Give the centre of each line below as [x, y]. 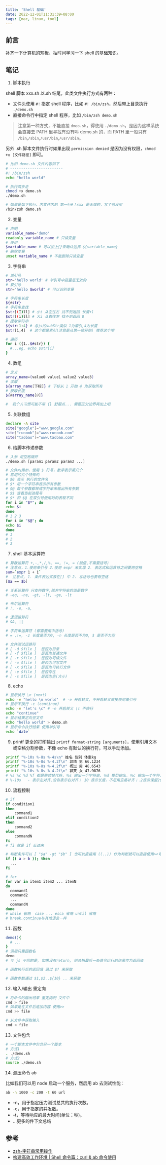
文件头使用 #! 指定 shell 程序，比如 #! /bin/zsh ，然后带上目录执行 [80, 104]
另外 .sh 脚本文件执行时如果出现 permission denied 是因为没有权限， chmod [81, 148]
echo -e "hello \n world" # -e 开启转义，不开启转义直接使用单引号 [71, 699]
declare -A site [22, 424]
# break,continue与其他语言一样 [36, 918]
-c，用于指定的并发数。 [37, 1109]
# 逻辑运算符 [17, 617]
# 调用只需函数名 [21, 951]
